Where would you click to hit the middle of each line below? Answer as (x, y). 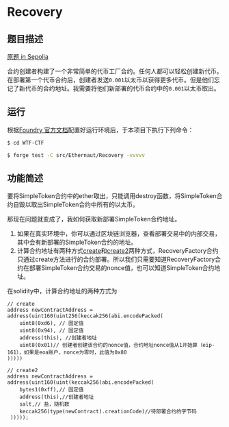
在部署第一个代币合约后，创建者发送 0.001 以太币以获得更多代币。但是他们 (110, 80)
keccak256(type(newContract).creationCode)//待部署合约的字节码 (108, 412)
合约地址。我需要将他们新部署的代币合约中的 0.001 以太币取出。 (131, 88)
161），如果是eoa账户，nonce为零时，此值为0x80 (67, 353)
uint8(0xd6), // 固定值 (52, 324)
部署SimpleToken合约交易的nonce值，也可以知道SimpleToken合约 (122, 268)
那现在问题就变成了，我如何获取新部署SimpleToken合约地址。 (94, 219)
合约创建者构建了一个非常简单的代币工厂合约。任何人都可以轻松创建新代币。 (115, 71)
